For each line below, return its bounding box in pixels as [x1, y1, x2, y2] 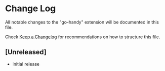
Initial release [12, 61, 40, 67]
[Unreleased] [5, 48, 47, 56]
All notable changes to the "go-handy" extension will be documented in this [5, 19, 159, 25]
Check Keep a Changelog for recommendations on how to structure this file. [5, 34, 161, 40]
